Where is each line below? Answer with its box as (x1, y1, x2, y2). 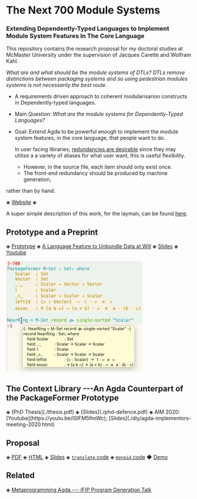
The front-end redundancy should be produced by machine (23, 170, 168, 177)
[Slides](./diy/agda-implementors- (108, 415, 192, 422)
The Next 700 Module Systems (6, 4, 161, 17)
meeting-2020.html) (6, 421, 55, 428)
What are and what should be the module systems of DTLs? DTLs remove (6, 69, 185, 76)
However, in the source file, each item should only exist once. (23, 163, 172, 170)
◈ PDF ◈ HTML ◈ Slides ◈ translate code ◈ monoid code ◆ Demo (6, 453, 168, 460)
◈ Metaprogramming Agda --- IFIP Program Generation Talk (6, 486, 152, 493)
